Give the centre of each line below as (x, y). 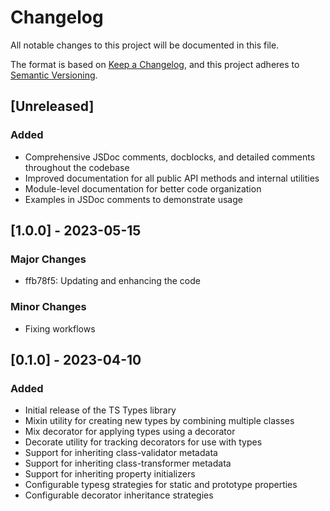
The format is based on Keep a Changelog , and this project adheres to (155, 64)
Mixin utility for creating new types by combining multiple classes (159, 421)
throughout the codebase (77, 167)
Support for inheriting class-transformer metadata (128, 463)
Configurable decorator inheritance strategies (119, 495)
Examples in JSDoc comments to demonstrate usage (133, 199)
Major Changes (48, 259)
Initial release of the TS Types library (100, 410)
